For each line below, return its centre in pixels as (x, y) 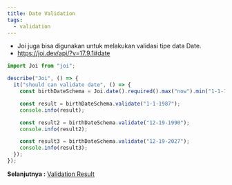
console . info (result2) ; (54, 129)
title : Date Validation (41, 13)
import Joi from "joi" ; (41, 66)
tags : (15, 20)
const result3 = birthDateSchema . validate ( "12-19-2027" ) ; (105, 142)
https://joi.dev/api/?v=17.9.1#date (64, 53)
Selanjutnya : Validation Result (51, 174)
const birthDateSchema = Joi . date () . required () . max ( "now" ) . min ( (114, 91)
